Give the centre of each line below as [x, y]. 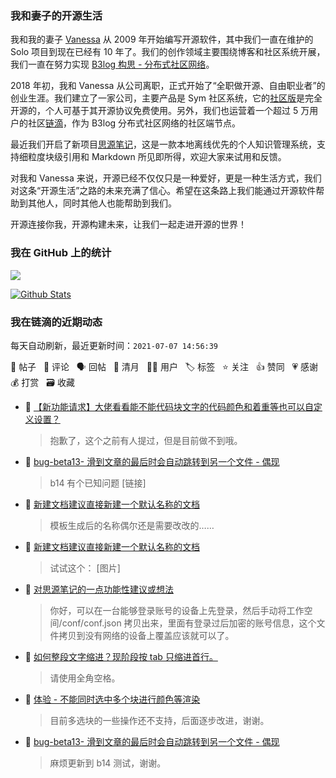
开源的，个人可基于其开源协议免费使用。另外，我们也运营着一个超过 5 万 [160, 111]
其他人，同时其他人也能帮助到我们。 [102, 203]
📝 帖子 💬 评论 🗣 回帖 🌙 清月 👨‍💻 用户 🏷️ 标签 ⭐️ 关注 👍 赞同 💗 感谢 [164, 366]
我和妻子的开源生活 [56, 15]
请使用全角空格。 [85, 678]
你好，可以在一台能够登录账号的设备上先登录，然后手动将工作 [177, 610]
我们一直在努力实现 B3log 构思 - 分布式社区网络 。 [112, 64]
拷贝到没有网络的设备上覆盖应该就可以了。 [146, 635]
